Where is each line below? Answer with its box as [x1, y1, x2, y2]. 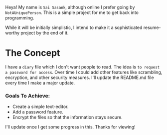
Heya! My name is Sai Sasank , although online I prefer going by [5, 4, 135, 10]
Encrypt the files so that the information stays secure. [12, 114, 123, 120]
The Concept [5, 47, 60, 59]
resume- [143, 24, 161, 30]
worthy [5, 30, 20, 35]
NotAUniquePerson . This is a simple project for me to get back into [5, 9, 139, 15]
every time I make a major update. [5, 79, 75, 85]
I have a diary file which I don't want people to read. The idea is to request [5, 63, 160, 69]
